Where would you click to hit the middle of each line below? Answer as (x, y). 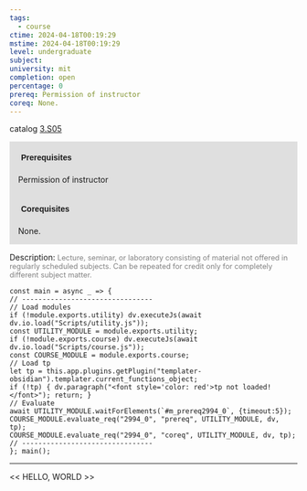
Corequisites (46, 209)
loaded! (257, 388)
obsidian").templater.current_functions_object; (104, 379)
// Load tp (30, 363)
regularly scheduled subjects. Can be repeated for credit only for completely (141, 267)
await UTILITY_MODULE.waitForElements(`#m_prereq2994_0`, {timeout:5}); (151, 411)
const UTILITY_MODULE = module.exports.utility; (104, 331)
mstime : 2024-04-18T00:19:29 (65, 43)
